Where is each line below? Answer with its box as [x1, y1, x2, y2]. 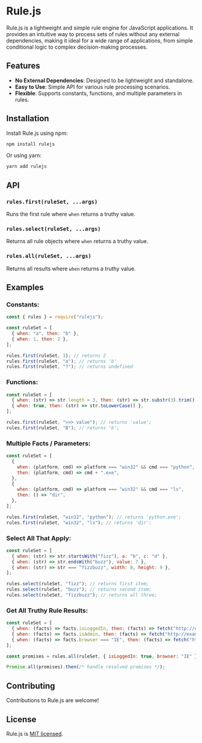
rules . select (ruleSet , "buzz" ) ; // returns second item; [6, 586, 152, 592]
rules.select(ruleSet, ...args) [6, 225, 101, 232]
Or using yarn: [6, 152, 42, 159]
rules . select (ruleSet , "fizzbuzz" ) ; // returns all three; [6, 592, 158, 598]
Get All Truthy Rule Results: [6, 606, 88, 615]
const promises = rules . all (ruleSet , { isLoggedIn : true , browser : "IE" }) [6, 653, 200, 659]
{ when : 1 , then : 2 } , [11, 336, 69, 342]
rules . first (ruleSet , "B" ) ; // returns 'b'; [6, 424, 120, 431]
